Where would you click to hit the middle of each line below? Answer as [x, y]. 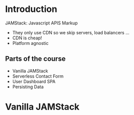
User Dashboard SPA [34, 81]
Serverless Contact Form [38, 76]
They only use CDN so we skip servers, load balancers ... [71, 32]
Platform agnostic [30, 43]
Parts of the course [35, 59]
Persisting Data [28, 87]
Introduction [31, 9]
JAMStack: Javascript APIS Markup [41, 23]
